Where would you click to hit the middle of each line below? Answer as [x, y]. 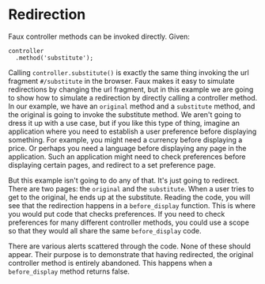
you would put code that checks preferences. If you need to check [117, 214]
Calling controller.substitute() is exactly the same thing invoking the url [129, 72]
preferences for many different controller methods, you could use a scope [129, 222]
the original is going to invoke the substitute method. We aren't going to [125, 114]
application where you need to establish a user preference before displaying [132, 131]
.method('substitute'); [54, 58]
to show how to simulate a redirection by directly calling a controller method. [133, 97]
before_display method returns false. [69, 271]
